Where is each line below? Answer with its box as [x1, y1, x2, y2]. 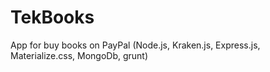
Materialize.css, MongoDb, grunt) [10, 49, 149, 61]
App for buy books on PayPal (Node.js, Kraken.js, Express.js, [10, 39, 261, 51]
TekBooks [10, 6, 95, 29]
